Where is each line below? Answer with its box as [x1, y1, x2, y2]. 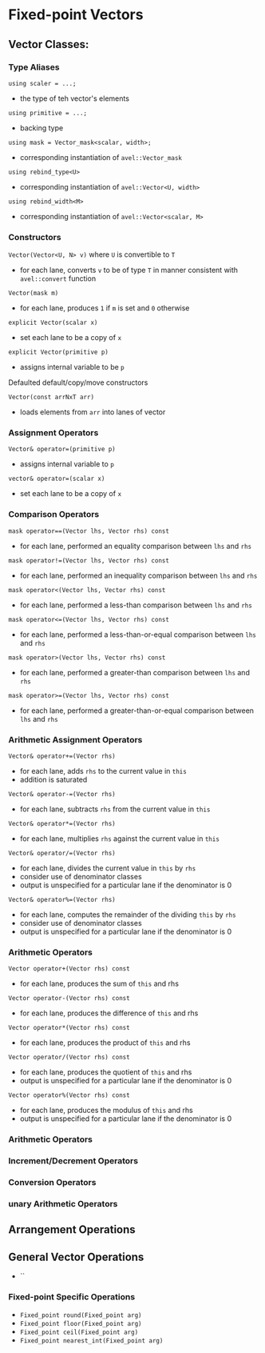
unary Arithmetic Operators [8, 1199, 118, 1210]
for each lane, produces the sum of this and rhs [19, 979, 180, 989]
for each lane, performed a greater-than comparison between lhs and [19, 667, 250, 677]
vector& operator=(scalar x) [8, 474, 105, 483]
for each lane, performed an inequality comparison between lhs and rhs [19, 570, 258, 580]
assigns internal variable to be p [19, 362, 125, 372]
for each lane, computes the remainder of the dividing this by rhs [19, 910, 237, 919]
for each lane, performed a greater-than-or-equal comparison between [19, 706, 254, 715]
